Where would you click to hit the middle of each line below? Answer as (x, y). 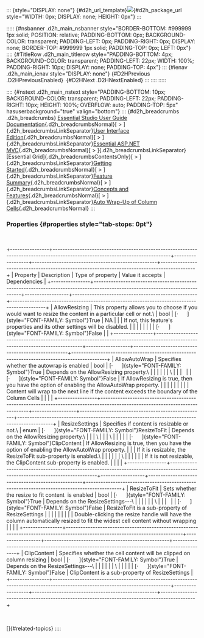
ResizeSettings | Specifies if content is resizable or (125, 424)
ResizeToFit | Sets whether (163, 489)
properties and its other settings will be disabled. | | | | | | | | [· (83, 327)
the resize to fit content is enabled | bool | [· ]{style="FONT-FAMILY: (96, 495)
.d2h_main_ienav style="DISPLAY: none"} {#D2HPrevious (78, 74)
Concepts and (111, 189)
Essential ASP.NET (117, 144)
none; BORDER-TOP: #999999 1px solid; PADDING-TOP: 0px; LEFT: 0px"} (99, 48)
